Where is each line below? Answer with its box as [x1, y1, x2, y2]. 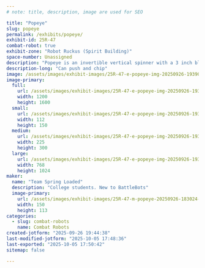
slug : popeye [6, 26, 40, 32]
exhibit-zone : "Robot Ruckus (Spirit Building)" [6, 48, 132, 55]
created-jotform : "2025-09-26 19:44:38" [6, 230, 111, 236]
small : [12, 105, 29, 111]
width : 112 [17, 117, 45, 123]
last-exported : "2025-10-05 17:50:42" [6, 241, 105, 247]
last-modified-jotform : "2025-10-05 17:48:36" [6, 236, 127, 242]
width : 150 [17, 201, 45, 208]
